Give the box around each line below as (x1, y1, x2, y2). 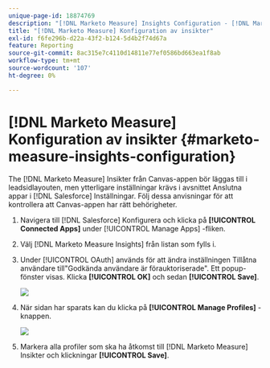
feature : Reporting (8, 42, 74, 50)
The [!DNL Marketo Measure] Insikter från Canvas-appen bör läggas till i (8, 174, 247, 183)
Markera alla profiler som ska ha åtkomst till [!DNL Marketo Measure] (19, 341, 248, 351)
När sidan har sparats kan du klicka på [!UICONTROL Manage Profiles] (19, 302, 256, 312)
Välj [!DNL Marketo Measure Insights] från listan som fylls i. (19, 239, 217, 249)
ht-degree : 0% (8, 72, 56, 80)
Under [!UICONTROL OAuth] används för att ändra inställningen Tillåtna (19, 255, 257, 264)
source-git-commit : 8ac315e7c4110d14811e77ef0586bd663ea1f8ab (8, 49, 221, 57)
